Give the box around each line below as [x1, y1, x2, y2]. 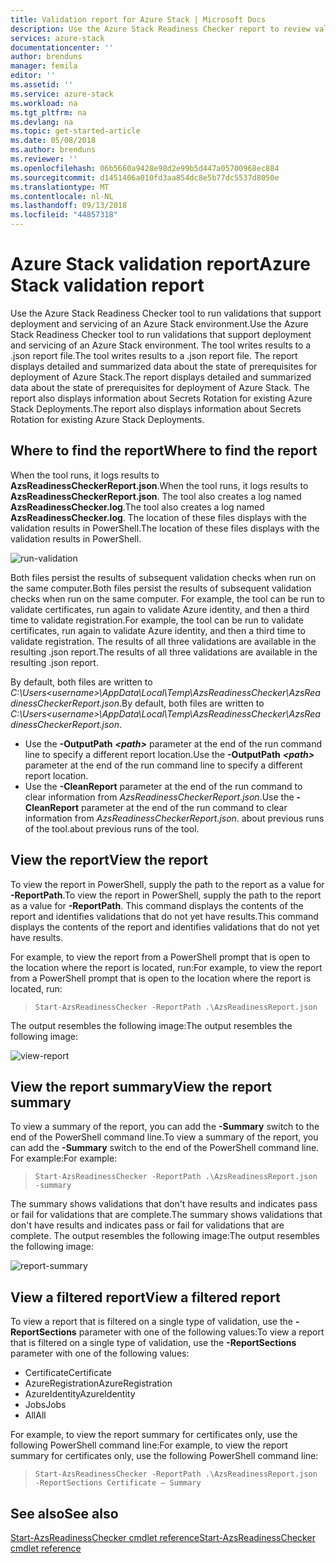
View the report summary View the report [10, 1078, 272, 1095]
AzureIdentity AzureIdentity [24, 1388, 136, 1400]
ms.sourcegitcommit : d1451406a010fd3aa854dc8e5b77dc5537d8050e [10, 172, 280, 183]
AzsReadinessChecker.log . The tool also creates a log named [10, 501, 265, 513]
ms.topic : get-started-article [10, 126, 141, 136]
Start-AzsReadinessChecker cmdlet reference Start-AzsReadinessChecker [10, 1532, 316, 1543]
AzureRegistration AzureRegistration [24, 1377, 173, 1390]
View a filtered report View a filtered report [10, 1289, 281, 1306]
